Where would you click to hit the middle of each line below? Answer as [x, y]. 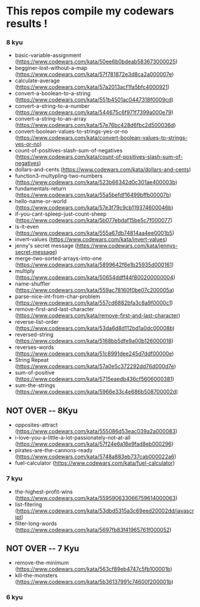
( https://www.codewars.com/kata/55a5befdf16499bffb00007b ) [93, 195]
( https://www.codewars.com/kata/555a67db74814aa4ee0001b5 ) [95, 233]
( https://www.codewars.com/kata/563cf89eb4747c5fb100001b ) [93, 569]
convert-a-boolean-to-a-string [53, 93]
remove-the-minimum [42, 563]
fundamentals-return [41, 189]
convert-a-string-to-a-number [52, 106]
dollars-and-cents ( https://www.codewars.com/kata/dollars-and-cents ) [103, 170]
